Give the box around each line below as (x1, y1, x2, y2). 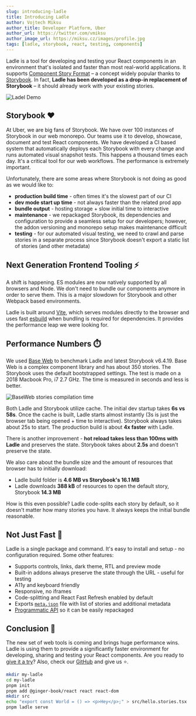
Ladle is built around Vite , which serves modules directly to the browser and (6, 308, 190, 315)
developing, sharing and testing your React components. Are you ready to (6, 651, 184, 659)
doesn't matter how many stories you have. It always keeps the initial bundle (6, 507, 190, 514)
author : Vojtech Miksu (6, 19, 61, 25)
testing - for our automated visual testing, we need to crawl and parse (14, 230, 184, 237)
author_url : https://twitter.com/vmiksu (6, 30, 106, 36)
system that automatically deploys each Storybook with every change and (6, 145, 185, 152)
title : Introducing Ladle (6, 14, 69, 20)
